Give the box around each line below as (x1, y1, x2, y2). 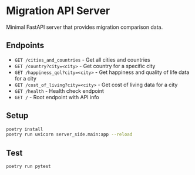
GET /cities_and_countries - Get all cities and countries (14, 56, 151, 63)
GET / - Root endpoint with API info (14, 93, 99, 100)
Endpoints (6, 41, 45, 51)
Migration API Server (6, 4, 110, 18)
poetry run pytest (6, 163, 51, 170)
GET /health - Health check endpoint (14, 87, 105, 95)
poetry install (6, 126, 43, 132)
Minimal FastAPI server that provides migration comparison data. (6, 23, 163, 31)
